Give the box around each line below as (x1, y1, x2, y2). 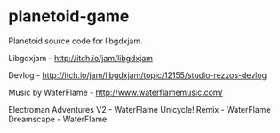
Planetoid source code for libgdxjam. (8, 35, 143, 46)
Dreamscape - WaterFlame (8, 113, 108, 124)
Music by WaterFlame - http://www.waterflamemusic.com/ (8, 87, 223, 98)
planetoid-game (8, 6, 130, 27)
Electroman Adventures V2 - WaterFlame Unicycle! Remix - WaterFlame (8, 104, 271, 114)
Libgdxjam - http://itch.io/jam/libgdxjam (8, 52, 153, 63)
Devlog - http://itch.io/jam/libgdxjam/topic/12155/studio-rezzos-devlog (8, 69, 268, 81)
